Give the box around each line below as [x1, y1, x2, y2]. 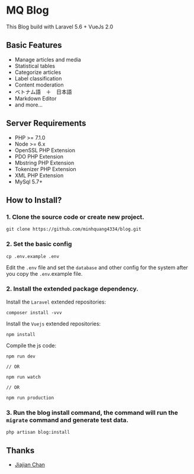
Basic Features [6, 40, 62, 50]
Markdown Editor [14, 95, 57, 102]
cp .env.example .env [6, 253, 60, 259]
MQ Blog [6, 4, 49, 17]
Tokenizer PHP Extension [14, 165, 77, 172]
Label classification [14, 75, 62, 82]
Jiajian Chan [14, 461, 46, 468]
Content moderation [14, 81, 64, 88]
